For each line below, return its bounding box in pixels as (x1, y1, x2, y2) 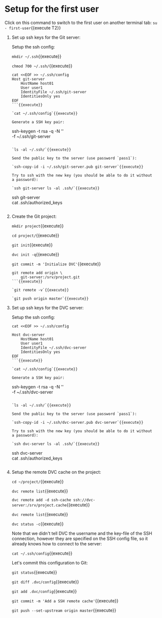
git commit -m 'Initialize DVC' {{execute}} (11, 261, 101, 267)
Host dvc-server (11, 332, 45, 337)
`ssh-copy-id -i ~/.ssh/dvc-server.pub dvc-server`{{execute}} (11, 420, 144, 425)
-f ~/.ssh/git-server (11, 133, 51, 139)
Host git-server (11, 77, 45, 81)
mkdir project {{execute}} (11, 223, 64, 229)
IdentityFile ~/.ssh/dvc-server (21, 345, 87, 350)
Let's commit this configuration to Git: (11, 560, 88, 566)
